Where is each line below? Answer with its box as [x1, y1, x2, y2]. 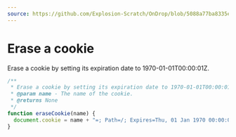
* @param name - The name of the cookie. [10, 91, 133, 98]
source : [7, 10, 30, 18]
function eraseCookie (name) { [7, 110, 96, 117]
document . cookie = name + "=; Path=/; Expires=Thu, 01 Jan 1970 [13, 117, 206, 124]
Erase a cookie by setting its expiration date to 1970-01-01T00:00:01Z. [7, 64, 209, 72]
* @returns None [10, 97, 58, 104]
